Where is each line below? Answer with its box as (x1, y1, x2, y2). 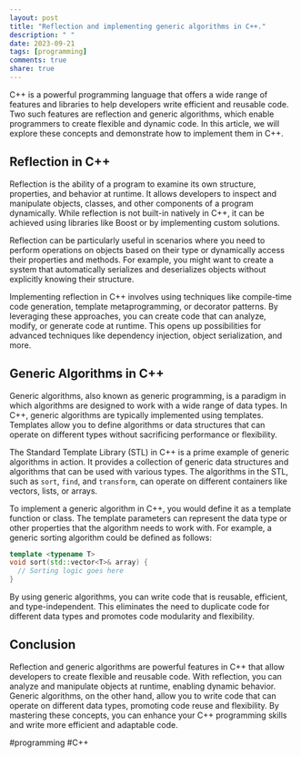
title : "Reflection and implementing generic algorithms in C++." (9, 22, 266, 31)
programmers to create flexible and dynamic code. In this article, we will (9, 118, 280, 128)
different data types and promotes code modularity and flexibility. (9, 611, 255, 621)
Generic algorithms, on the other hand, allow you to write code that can (9, 690, 276, 701)
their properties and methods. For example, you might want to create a (9, 254, 275, 265)
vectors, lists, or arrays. (9, 485, 98, 496)
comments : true (9, 56, 67, 65)
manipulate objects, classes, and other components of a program (9, 198, 254, 209)
